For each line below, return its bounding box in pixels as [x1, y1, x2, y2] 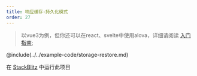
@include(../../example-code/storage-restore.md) [6, 51, 129, 58]
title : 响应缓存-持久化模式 [6, 8, 68, 15]
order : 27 [6, 14, 31, 20]
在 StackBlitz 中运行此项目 [6, 63, 71, 71]
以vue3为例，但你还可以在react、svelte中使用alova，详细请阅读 [20, 31, 179, 39]
